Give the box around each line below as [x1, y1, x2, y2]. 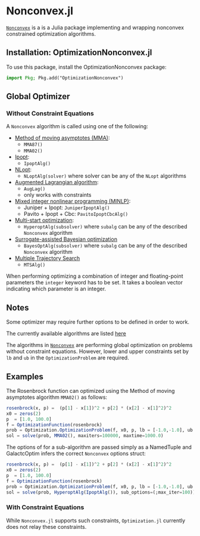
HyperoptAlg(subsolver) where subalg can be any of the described [23, 223, 187, 230]
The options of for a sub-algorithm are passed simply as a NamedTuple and [6, 444, 192, 451]
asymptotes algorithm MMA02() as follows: [6, 394, 108, 401]
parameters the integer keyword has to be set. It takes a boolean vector [6, 279, 183, 286]
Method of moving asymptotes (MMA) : [14, 134, 110, 141]
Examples [6, 371, 43, 382]
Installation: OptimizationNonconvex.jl [6, 48, 152, 58]
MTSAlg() [23, 262, 46, 268]
